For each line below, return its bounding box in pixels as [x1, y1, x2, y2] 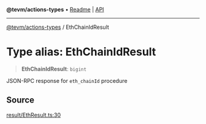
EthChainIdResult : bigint [21, 65, 87, 72]
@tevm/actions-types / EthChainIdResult [6, 23, 109, 31]
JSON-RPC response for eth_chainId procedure [6, 77, 128, 84]
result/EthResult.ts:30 [6, 111, 61, 118]
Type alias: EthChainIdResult [6, 45, 156, 59]
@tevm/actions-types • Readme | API [6, 6, 104, 13]
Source [6, 95, 35, 106]
